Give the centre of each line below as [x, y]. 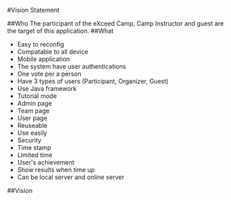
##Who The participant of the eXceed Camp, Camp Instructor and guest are [115, 23]
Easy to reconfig [40, 44]
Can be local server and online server [71, 177]
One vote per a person [49, 74]
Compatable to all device [53, 52]
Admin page [35, 103]
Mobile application [44, 59]
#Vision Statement [34, 10]
